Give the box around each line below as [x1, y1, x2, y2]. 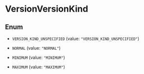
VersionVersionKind [5, 3, 88, 15]
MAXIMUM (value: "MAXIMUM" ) [12, 64, 65, 70]
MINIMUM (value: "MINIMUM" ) [12, 55, 65, 60]
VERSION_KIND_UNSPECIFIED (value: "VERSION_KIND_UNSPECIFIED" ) [12, 36, 140, 41]
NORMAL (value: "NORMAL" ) [12, 45, 61, 51]
